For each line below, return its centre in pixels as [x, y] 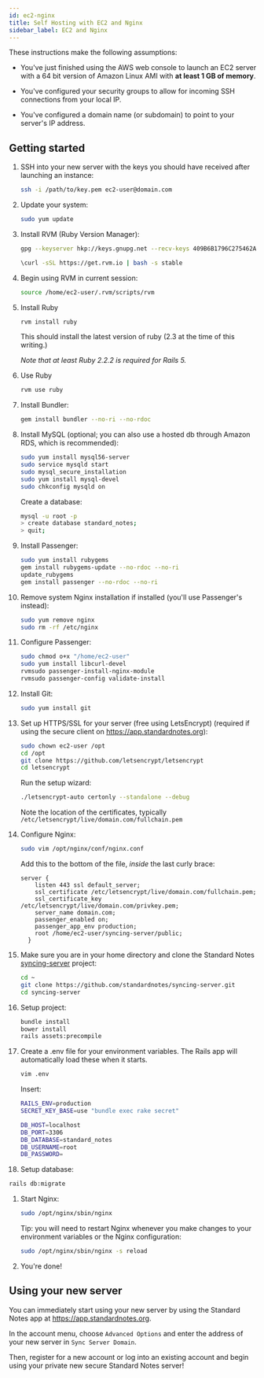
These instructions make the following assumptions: [93, 53]
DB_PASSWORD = [42, 1154]
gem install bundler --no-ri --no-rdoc [86, 419]
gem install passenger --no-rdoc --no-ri [89, 582]
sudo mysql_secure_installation [73, 472]
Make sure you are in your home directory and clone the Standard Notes [137, 955]
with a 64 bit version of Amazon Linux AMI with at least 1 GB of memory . [138, 76]
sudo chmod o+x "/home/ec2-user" [75, 657]
